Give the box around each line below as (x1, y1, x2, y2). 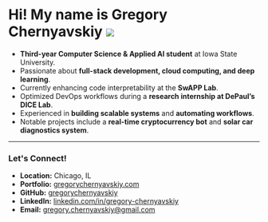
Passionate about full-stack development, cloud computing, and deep (19, 65, 255, 75)
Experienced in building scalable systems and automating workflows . (19, 108, 254, 117)
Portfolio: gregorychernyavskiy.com (19, 180, 140, 189)
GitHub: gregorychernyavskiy (19, 188, 118, 197)
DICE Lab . (19, 100, 53, 109)
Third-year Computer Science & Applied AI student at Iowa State (19, 49, 238, 58)
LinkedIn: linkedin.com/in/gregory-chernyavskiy (19, 196, 179, 206)
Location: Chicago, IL (19, 171, 92, 180)
